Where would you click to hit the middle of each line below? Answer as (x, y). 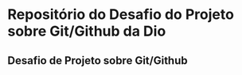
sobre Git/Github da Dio (87, 31)
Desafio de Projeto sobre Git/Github (98, 60)
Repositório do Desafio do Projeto (121, 15)
